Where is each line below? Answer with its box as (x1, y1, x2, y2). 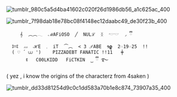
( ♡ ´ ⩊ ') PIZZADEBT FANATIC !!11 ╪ (12, 49, 124, 55)
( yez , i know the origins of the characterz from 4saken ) (6, 73, 150, 79)
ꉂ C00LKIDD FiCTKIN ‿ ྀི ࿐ (25, 57, 109, 63)
